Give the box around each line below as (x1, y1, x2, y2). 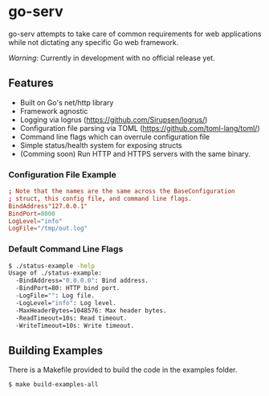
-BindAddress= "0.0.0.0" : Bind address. (15, 276, 149, 285)
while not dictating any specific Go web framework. (8, 37, 179, 47)
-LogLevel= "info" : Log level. (15, 299, 116, 307)
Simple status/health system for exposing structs (19, 140, 182, 150)
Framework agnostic (19, 106, 88, 116)
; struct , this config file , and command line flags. (8, 194, 193, 202)
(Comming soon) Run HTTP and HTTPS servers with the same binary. (19, 149, 251, 158)
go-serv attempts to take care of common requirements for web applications (8, 29, 263, 39)
